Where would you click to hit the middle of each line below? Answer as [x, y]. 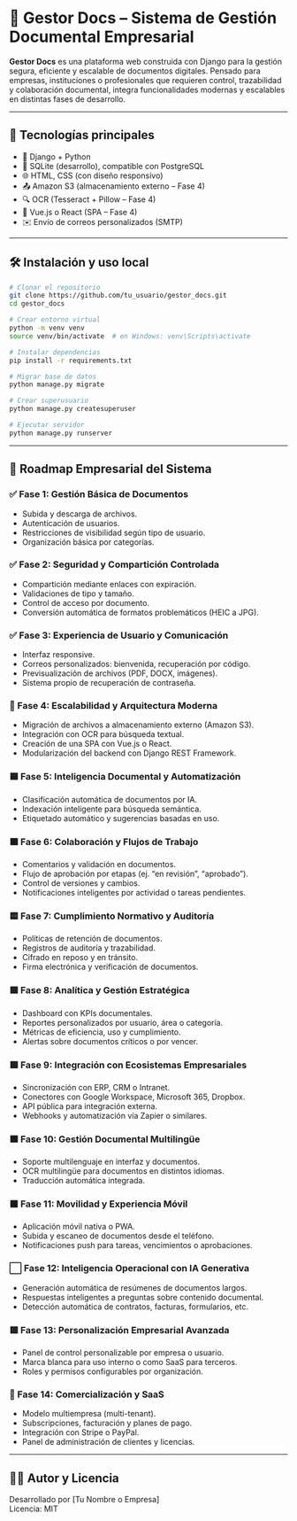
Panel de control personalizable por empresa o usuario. [123, 1353]
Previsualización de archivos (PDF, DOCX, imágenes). [120, 673]
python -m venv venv [47, 328]
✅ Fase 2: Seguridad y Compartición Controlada [114, 564]
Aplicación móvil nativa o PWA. [78, 1227]
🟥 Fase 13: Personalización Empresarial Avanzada [119, 1330]
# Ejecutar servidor [47, 425]
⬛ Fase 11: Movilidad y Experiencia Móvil [99, 1204]
